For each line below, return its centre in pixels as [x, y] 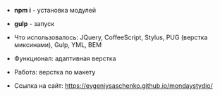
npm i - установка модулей [55, 10]
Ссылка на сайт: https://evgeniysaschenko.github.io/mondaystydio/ [113, 86]
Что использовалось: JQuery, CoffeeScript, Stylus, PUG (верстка [111, 37]
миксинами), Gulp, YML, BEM [58, 45]
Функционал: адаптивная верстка [65, 58]
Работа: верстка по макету [55, 72]
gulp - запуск [34, 24]
